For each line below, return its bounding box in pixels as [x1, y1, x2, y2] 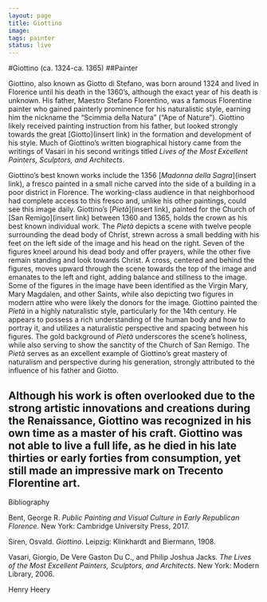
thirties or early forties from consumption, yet [8, 451, 241, 465]
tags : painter [8, 34, 56, 42]
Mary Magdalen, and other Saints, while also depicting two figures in [8, 289, 234, 299]
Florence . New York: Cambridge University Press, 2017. [8, 521, 190, 531]
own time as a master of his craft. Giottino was [8, 426, 243, 440]
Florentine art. [8, 476, 81, 489]
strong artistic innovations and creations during [8, 401, 251, 415]
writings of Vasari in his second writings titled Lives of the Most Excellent [8, 147, 249, 156]
